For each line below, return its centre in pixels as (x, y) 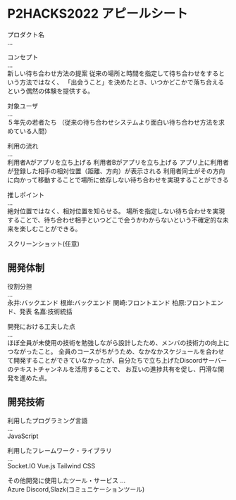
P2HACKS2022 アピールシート (98, 14)
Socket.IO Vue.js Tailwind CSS (51, 465)
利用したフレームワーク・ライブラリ (60, 450)
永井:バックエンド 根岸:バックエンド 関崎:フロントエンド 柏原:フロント (109, 302)
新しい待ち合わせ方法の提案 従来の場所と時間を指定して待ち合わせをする (113, 73)
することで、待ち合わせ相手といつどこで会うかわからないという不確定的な (115, 220)
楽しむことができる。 (50, 228)
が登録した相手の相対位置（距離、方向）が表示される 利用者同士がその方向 (116, 171)
